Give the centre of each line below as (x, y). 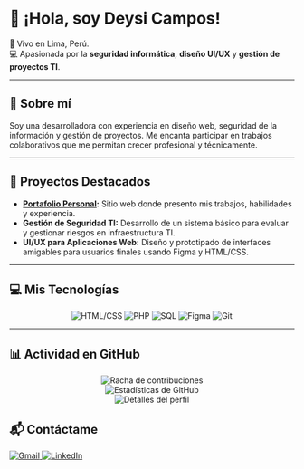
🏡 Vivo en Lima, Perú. (49, 43)
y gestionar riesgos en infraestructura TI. (99, 232)
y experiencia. (49, 213)
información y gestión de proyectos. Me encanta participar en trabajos (141, 135)
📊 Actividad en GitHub (75, 354)
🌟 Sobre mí (40, 104)
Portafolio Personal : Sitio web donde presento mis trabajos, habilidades (157, 204)
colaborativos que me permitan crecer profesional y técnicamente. (133, 145)
